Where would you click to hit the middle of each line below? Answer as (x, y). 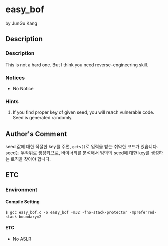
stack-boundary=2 (23, 217)
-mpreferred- (143, 212)
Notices (15, 78)
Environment (21, 190)
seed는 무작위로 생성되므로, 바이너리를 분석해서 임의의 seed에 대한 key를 (78, 153)
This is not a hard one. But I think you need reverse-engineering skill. (77, 65)
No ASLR (22, 239)
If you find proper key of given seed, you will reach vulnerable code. (83, 112)
